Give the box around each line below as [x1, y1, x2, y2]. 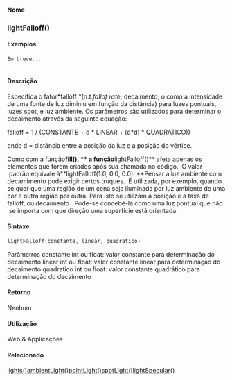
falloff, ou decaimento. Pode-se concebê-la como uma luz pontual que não [7, 198, 223, 208]
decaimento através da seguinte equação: [7, 115, 127, 123]
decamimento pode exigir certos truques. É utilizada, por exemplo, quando [7, 177, 222, 185]
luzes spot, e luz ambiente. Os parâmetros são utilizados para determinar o [7, 107, 222, 115]
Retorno [7, 288, 31, 296]
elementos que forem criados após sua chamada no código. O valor [7, 162, 203, 170]
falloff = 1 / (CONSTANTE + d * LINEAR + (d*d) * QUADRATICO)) [7, 128, 190, 136]
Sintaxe [7, 222, 30, 230]
